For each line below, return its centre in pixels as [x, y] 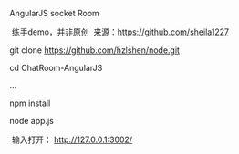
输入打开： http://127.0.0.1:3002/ [72, 139]
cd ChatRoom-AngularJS [56, 68]
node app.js [32, 121]
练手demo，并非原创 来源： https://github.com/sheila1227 [120, 32]
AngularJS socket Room [55, 13]
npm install [30, 103]
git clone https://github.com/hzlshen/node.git [95, 50]
